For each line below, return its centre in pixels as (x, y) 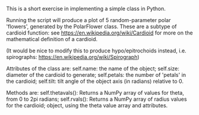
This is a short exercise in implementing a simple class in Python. (86, 9)
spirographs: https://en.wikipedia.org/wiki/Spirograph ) (73, 57)
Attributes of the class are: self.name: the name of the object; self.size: (93, 69)
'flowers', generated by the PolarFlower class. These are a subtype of (91, 27)
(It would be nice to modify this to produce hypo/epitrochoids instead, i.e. (96, 51)
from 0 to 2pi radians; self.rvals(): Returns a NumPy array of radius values (97, 99)
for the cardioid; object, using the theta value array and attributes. (87, 105)
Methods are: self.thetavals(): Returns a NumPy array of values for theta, (95, 93)
